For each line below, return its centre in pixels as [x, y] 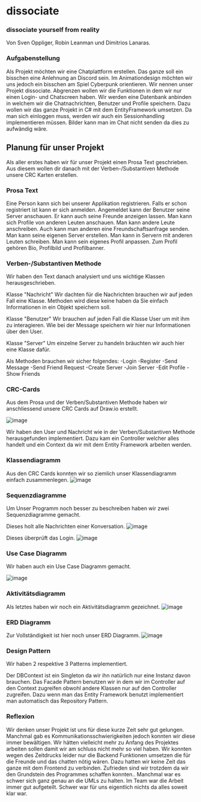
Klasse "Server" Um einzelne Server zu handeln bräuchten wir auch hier [95, 343]
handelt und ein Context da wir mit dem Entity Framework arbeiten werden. [99, 445]
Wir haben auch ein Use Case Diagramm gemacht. [69, 566]
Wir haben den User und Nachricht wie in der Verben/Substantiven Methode [100, 432]
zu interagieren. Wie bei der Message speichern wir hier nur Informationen [98, 325]
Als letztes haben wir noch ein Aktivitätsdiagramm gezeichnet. [83, 607]
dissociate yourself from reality [53, 30]
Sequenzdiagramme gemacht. [43, 515]
